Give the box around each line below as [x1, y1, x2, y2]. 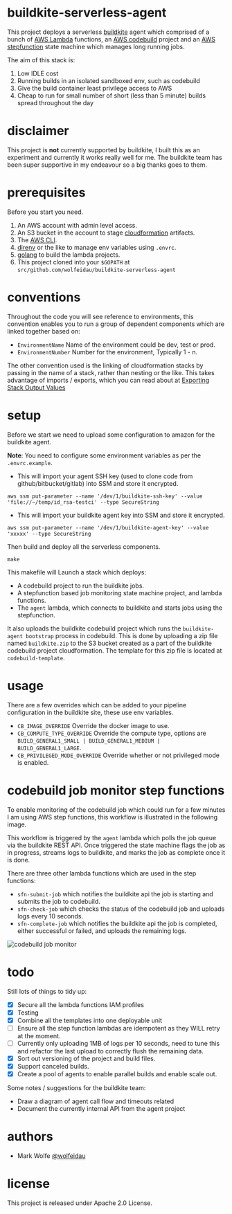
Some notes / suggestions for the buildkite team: [7, 1084, 146, 1091]
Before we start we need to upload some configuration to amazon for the [7, 431, 215, 439]
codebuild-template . [7, 653, 65, 662]
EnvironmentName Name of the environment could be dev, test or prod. [17, 341, 216, 349]
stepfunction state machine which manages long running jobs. [7, 42, 185, 51]
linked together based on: [7, 327, 81, 335]
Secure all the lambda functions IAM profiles [17, 1000, 144, 1008]
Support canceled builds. [17, 1062, 89, 1070]
